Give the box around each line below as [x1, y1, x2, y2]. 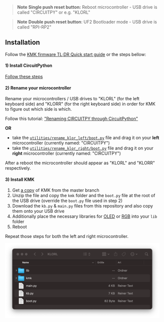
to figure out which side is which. [5, 106, 72, 112]
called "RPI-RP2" [17, 24, 51, 30]
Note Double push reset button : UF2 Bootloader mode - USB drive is [17, 19, 157, 25]
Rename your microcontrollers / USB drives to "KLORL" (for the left [5, 96, 140, 102]
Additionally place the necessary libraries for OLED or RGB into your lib [12, 213, 158, 219]
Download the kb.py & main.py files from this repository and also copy [12, 203, 153, 209]
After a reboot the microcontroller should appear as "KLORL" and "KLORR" [5, 160, 155, 166]
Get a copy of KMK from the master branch [12, 187, 99, 193]
